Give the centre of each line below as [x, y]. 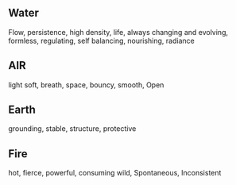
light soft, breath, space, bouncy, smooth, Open [86, 85]
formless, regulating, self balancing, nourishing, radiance [101, 40]
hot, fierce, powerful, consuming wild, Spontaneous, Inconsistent [115, 173]
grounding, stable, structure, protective [72, 129]
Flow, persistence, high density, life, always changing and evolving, [118, 32]
